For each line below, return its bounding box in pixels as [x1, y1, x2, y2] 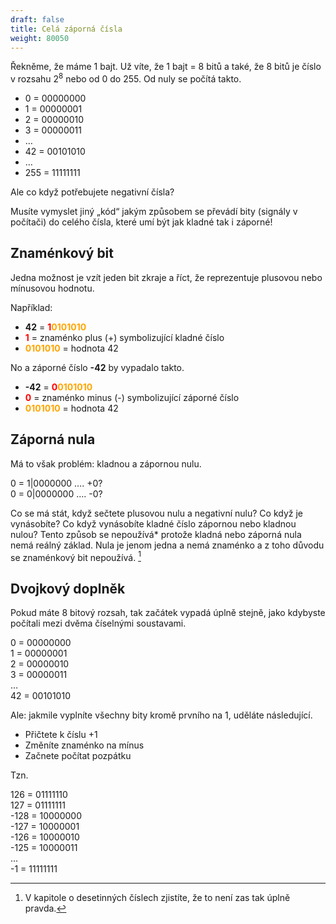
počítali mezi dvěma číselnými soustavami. [10, 617, 187, 630]
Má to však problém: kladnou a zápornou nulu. [10, 457, 202, 470]
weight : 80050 [10, 33, 70, 43]
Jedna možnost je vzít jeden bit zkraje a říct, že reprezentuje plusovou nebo [10, 271, 323, 283]
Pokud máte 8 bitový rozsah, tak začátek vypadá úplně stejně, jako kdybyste [10, 607, 326, 619]
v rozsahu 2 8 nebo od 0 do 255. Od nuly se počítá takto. [10, 71, 242, 85]
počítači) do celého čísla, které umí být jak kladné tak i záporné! [10, 216, 273, 228]
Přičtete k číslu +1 [24, 729, 98, 741]
